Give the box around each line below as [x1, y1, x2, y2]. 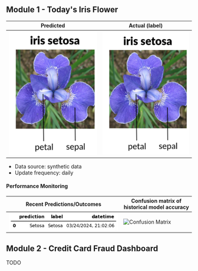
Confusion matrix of [131, 198, 181, 205]
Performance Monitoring [6, 183, 68, 190]
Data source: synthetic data [14, 163, 82, 170]
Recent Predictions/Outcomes [25, 201, 102, 208]
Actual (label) [128, 22, 163, 29]
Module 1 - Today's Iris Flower [6, 5, 118, 15]
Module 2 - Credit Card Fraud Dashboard [6, 243, 159, 253]
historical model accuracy [123, 204, 190, 211]
